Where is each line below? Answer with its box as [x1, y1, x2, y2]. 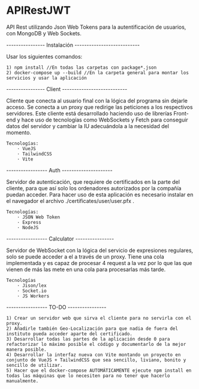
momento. [6, 129, 32, 136]
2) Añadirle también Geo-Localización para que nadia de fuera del [6, 326, 179, 332]
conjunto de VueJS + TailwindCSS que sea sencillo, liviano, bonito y [6, 357, 186, 363]
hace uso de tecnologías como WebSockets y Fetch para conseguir [21, 116, 189, 123]
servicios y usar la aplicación [6, 75, 87, 81]
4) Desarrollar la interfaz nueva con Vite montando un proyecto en [6, 351, 181, 358]
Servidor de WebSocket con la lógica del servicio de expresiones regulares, [6, 247, 194, 254]
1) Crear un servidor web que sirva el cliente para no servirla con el [6, 315, 192, 321]
